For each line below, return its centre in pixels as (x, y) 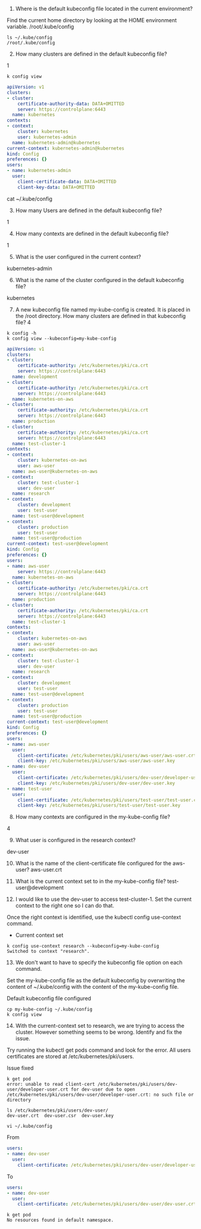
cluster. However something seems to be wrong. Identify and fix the (99, 1032)
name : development (35, 377)
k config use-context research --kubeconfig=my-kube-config (83, 946)
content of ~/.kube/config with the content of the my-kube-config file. (93, 987)
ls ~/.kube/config (30, 38)
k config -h (21, 333)
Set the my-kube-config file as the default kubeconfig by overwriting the (96, 980)
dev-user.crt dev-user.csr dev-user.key (60, 1116)
